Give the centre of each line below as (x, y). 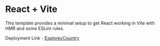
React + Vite (31, 9)
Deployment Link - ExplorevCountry (42, 38)
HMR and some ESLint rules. (35, 28)
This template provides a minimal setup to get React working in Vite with (80, 23)
